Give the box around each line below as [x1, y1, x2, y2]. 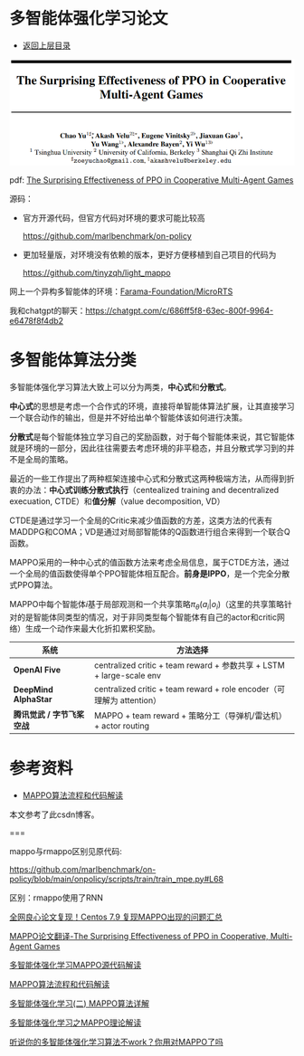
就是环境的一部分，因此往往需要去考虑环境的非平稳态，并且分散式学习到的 [9, 442, 287, 453]
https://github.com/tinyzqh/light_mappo [22, 268, 171, 279]
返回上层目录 [22, 40, 71, 51]
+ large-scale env [94, 670, 161, 680]
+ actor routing [94, 720, 150, 731]
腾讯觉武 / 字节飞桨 [13, 709, 84, 720]
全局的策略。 [24, 454, 73, 465]
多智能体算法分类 [9, 350, 138, 371]
